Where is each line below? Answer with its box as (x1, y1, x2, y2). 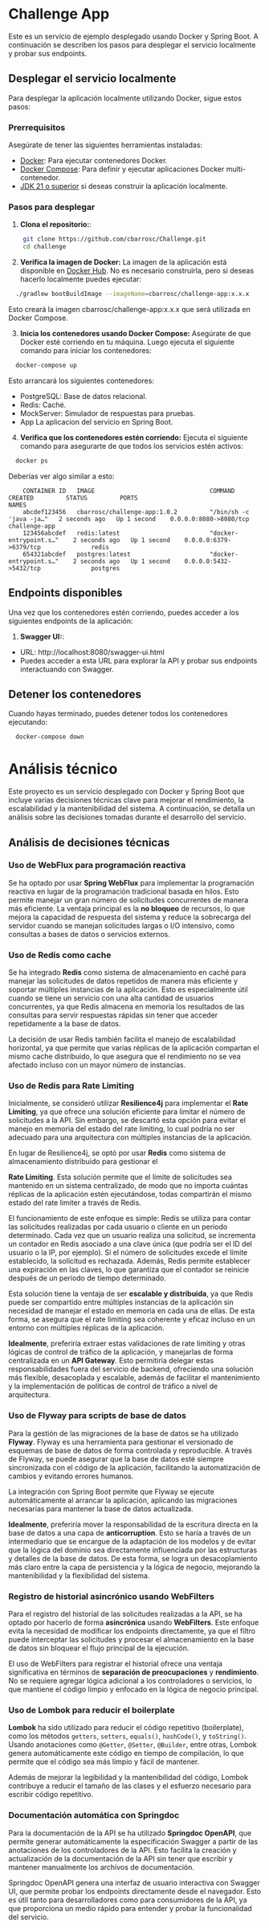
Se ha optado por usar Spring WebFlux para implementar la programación (8, 878, 255, 887)
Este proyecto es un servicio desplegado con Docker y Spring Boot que (8, 787, 245, 796)
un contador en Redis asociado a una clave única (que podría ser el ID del (8, 1239, 253, 1249)
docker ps (15, 456, 48, 465)
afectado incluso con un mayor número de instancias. (8, 1060, 186, 1070)
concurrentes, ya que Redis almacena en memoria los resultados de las (8, 1002, 245, 1012)
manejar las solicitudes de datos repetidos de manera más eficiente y (8, 976, 238, 986)
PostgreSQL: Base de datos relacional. (19, 391, 147, 401)
